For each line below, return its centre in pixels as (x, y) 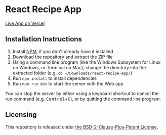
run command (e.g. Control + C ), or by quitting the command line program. (83, 99)
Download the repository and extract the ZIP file (63, 57)
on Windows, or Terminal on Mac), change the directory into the (79, 67)
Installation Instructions (44, 39)
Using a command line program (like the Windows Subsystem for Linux (87, 62)
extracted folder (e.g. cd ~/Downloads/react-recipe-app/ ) (72, 73)
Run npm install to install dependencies (55, 78)
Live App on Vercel (25, 23)
